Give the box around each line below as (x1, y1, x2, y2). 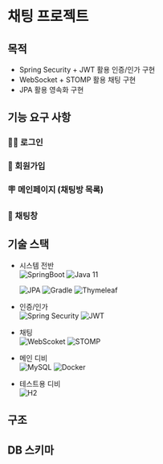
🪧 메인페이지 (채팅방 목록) (7, 184, 104, 196)
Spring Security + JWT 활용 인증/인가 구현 (18, 65, 156, 74)
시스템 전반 (18, 260, 55, 270)
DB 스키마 (7, 443, 54, 457)
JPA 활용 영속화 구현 (18, 85, 84, 94)
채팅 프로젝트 (7, 7, 89, 26)
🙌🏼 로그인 (7, 137, 43, 148)
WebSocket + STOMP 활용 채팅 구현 (18, 75, 137, 85)
